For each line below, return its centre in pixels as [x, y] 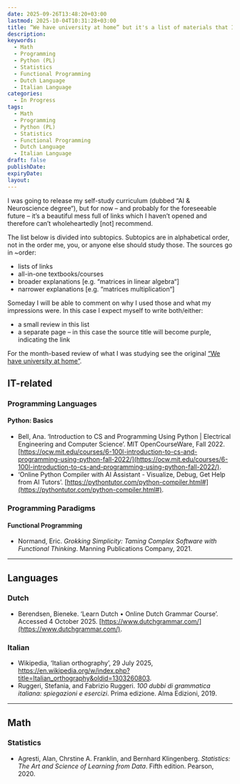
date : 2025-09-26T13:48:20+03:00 [57, 14]
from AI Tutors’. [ [42, 482]
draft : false [27, 160]
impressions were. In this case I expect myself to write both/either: [105, 310]
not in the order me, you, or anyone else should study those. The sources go [120, 244]
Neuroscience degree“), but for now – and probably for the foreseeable [112, 208]
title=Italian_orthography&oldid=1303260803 [84, 678]
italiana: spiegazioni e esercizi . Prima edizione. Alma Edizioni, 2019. [117, 693]
